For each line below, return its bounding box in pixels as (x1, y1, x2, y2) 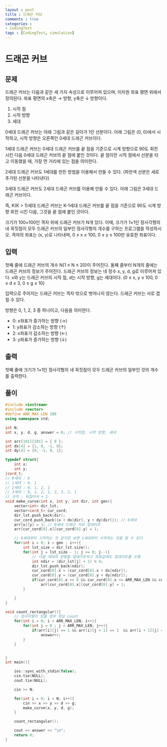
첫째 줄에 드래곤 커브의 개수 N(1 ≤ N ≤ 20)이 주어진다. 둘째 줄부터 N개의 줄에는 (5, 262, 158, 268)
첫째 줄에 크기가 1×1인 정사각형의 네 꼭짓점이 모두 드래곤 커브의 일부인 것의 (5, 367, 150, 373)
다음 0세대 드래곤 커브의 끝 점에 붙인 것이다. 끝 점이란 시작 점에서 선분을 (14, 152, 154, 158)
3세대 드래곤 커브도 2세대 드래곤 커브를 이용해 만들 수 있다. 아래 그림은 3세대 (5, 186, 154, 191)
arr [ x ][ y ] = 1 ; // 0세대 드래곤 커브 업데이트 (14, 522, 101, 527)
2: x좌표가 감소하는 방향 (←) (12, 330, 68, 336)
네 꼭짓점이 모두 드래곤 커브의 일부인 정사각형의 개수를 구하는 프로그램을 (5, 225, 145, 231)
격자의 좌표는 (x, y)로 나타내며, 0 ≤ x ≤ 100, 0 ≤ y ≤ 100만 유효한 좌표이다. (11, 232, 157, 237)
